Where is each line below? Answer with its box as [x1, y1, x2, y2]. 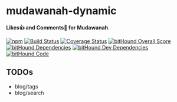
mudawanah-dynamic [6, 4, 117, 18]
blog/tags [14, 83, 38, 90]
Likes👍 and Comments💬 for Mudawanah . [6, 24, 110, 31]
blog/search [14, 89, 44, 96]
